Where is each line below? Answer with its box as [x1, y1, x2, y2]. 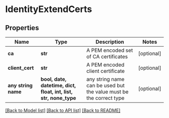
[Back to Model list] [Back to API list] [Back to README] [5, 107, 121, 113]
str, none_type [40, 94, 76, 101]
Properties [5, 24, 39, 32]
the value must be [86, 88, 129, 95]
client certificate [86, 68, 125, 74]
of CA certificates [86, 53, 128, 60]
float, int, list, [40, 88, 73, 95]
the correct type [86, 94, 125, 101]
